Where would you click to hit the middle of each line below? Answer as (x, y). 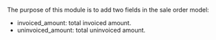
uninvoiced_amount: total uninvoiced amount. (81, 30)
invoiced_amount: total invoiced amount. (74, 23)
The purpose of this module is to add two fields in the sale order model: (108, 10)
